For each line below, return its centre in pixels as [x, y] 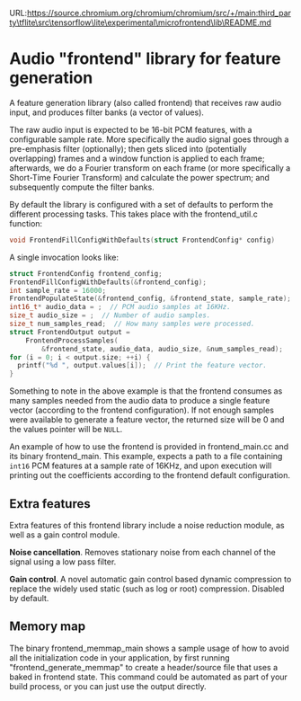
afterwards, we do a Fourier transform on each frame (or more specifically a [150, 168]
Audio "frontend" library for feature [145, 59]
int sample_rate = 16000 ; [58, 290]
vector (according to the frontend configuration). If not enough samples [142, 410]
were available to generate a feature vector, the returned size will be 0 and [147, 420]
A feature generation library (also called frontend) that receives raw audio [146, 102]
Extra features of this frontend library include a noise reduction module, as [147, 525]
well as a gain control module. [65, 535]
